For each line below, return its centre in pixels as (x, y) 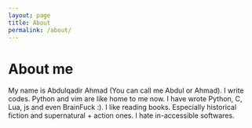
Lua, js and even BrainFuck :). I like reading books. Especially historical (122, 108)
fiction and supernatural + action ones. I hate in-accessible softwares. (121, 115)
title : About (29, 23)
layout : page (29, 15)
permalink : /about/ (40, 30)
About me (41, 69)
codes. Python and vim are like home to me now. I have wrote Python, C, (125, 99)
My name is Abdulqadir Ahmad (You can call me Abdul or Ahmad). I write (126, 90)
